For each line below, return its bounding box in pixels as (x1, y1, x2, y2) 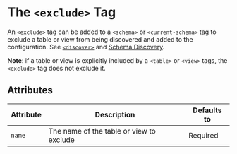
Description (95, 109, 135, 119)
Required (188, 130, 219, 140)
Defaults (193, 105, 222, 115)
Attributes (7, 84, 53, 96)
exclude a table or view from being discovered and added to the (7, 35, 193, 43)
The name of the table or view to (48, 126, 157, 136)
